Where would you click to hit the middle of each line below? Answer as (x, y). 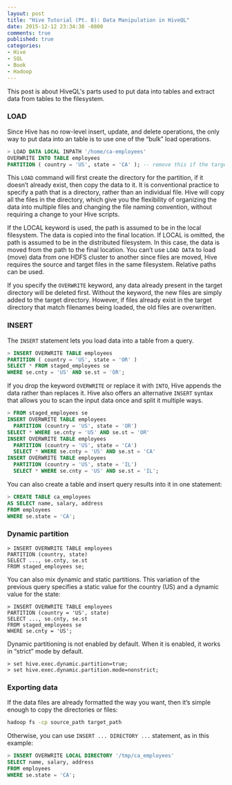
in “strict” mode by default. (46, 651)
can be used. (26, 272)
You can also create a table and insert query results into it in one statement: (115, 484)
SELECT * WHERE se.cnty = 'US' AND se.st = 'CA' (85, 452)
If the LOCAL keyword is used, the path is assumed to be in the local (104, 228)
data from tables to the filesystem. (56, 98)
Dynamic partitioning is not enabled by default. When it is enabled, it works (114, 644)
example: (20, 743)
